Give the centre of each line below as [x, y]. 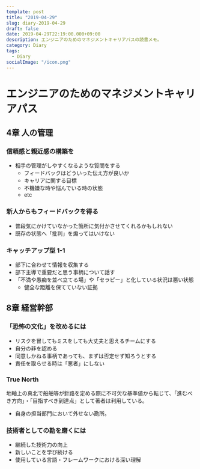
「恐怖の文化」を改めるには [46, 326]
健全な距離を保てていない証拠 [61, 287]
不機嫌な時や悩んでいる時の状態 [63, 188]
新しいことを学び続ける [44, 452]
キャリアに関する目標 [50, 180]
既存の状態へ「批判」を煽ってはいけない [65, 233]
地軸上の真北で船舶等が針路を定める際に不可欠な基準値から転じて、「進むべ [100, 393]
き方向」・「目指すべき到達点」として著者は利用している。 [77, 400]
